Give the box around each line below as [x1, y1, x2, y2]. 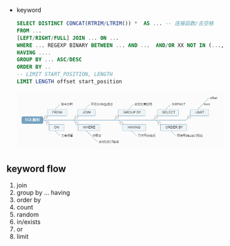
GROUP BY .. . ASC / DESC [16, 57, 82, 63]
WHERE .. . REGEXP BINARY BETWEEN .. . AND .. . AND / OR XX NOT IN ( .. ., [16, 41, 224, 49]
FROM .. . [16, 27, 42, 34]
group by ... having [16, 189, 70, 197]
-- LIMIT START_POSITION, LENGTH [16, 71, 113, 78]
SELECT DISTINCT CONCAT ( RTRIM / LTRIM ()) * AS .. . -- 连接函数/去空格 [16, 20, 214, 27]
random [16, 210, 39, 219]
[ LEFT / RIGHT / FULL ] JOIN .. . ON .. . [16, 34, 119, 41]
